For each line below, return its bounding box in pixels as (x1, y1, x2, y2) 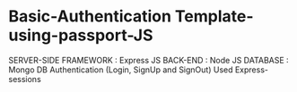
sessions (8, 73, 41, 84)
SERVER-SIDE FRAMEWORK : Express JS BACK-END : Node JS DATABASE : (8, 54, 289, 65)
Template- (174, 6, 254, 27)
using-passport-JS (8, 25, 153, 46)
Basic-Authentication (8, 6, 172, 27)
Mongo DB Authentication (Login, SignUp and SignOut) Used (8, 64, 234, 75)
